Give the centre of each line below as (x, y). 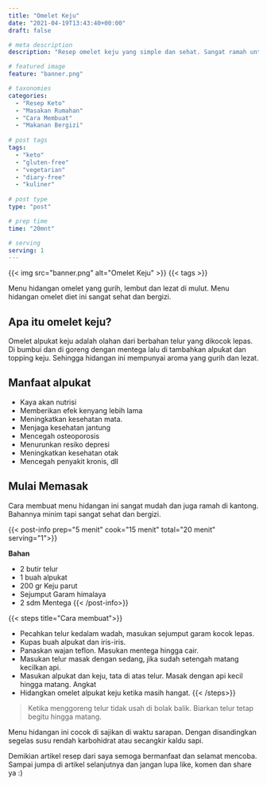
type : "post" (30, 207)
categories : (28, 96)
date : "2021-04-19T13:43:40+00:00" (67, 23)
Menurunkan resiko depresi (64, 444)
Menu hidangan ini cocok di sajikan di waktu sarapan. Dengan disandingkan (132, 732)
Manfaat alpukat (50, 383)
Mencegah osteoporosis (60, 435)
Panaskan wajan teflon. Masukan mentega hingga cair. (109, 650)
